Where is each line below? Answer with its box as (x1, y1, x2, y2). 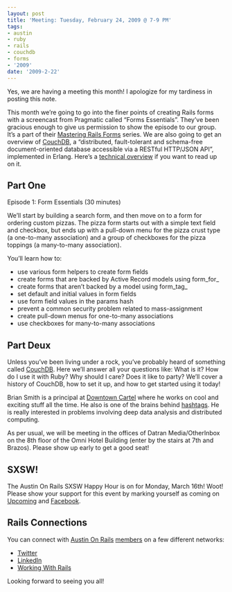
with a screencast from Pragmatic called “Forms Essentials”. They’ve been (7, 115, 220, 123)
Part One (7, 180, 46, 191)
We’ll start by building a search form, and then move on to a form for (7, 211, 202, 220)
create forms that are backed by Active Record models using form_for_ (17, 275, 220, 284)
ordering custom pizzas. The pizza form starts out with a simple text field (7, 219, 216, 227)
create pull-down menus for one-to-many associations (17, 312, 174, 320)
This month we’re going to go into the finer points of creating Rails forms (7, 108, 214, 116)
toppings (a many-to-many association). (7, 241, 122, 250)
